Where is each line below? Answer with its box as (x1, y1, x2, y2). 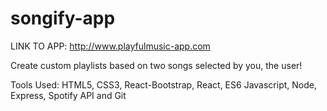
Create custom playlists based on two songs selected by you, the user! (10, 59, 303, 71)
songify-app (10, 7, 116, 30)
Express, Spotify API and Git (10, 89, 127, 101)
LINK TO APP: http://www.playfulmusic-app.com (10, 40, 211, 52)
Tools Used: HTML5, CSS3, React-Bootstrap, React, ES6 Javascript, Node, (10, 78, 317, 91)
